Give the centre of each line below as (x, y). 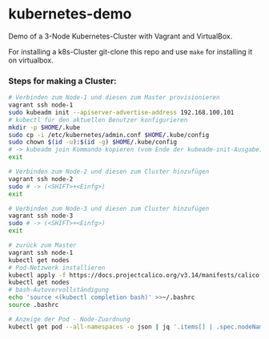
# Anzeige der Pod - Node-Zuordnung (69, 319)
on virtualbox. (31, 60)
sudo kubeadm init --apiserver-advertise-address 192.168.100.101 (121, 112)
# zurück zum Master (43, 245)
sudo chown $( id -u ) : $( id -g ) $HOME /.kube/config (93, 142)
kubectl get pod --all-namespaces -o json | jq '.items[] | (111, 327)
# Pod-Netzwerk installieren (57, 268)
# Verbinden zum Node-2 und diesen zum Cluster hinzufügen (109, 172)
